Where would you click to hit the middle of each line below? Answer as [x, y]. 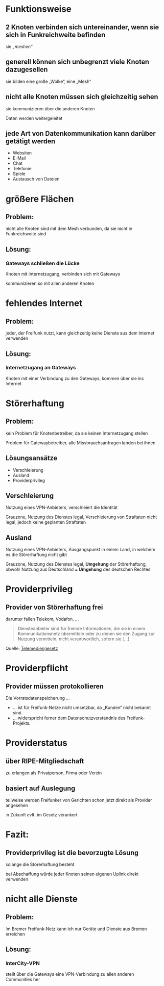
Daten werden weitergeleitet [34, 118]
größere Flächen [40, 199]
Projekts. [22, 723]
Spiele [19, 174]
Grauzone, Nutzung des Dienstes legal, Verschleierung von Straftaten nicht [81, 517]
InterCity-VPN [23, 963]
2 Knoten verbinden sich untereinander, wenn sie [82, 27]
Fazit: [17, 835]
